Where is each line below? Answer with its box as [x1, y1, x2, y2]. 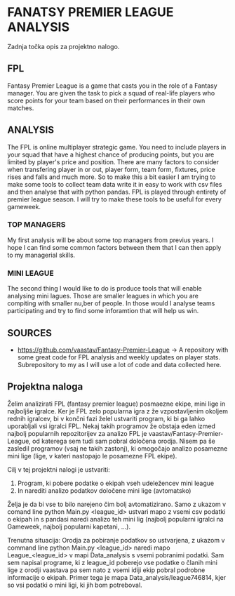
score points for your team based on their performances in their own [7, 96, 206, 105]
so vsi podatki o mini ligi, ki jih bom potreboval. [7, 581, 142, 589]
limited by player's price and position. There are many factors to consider [7, 157, 220, 166]
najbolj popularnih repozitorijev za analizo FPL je [7, 429, 147, 437]
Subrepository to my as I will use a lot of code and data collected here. [17, 360, 222, 369]
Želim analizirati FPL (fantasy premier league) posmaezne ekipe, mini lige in [7, 399, 226, 408]
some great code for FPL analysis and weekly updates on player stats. [17, 352, 221, 362]
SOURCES [7, 327, 53, 339]
